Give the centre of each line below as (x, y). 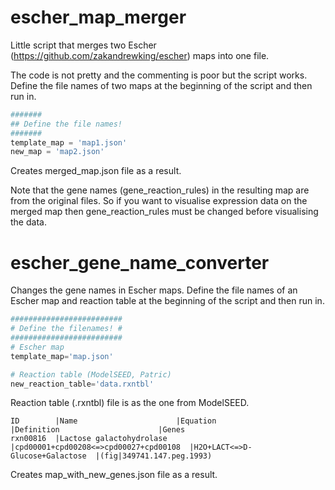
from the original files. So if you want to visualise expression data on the (159, 201)
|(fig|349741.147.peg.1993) (154, 456)
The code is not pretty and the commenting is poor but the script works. (159, 75)
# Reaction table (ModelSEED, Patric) (91, 374)
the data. (28, 222)
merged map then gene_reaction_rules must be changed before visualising (164, 212)
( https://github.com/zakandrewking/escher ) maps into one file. (140, 55)
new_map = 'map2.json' (57, 152)
